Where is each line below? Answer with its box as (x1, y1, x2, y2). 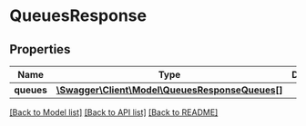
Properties (9, 42, 71, 57)
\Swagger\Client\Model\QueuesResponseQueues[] (56, 83, 283, 96)
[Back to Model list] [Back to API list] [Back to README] (9, 107, 219, 118)
